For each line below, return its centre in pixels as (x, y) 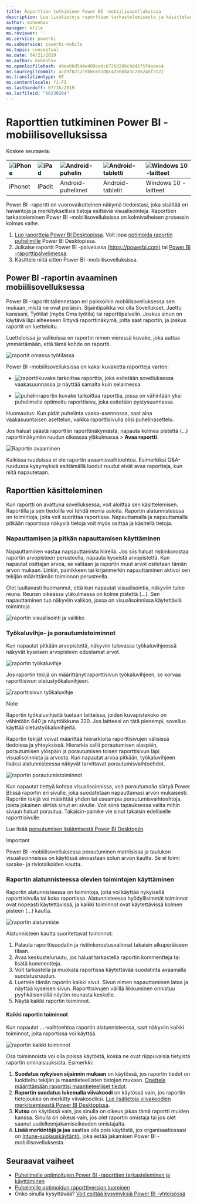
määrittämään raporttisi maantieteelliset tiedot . (71, 1086)
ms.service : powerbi (31, 39)
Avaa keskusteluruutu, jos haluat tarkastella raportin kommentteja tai (97, 957)
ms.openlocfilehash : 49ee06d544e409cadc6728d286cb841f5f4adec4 (85, 66)
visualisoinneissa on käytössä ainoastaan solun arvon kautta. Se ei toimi (93, 858)
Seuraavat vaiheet (40, 1161)
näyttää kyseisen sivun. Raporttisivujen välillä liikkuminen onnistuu (95, 988)
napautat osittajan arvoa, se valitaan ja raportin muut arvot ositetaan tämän (96, 564)
